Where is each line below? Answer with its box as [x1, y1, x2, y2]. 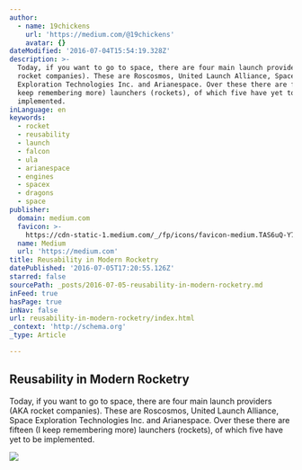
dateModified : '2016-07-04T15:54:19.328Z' [9, 47, 171, 56]
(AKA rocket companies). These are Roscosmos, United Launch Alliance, [9, 405, 280, 416]
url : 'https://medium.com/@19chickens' [25, 30, 175, 39]
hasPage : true [9, 297, 63, 306]
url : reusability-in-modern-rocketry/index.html [9, 314, 195, 324]
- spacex [17, 181, 50, 190]
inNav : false [9, 306, 58, 315]
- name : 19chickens [17, 22, 91, 31]
